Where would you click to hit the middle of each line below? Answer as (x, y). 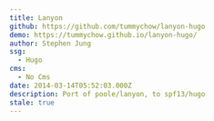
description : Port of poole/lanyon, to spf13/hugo (107, 94)
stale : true (32, 102)
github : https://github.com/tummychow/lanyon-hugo (107, 26)
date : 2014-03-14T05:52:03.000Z (71, 86)
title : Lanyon (36, 18)
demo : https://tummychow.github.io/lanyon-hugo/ (103, 35)
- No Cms (34, 77)
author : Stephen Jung (51, 43)
